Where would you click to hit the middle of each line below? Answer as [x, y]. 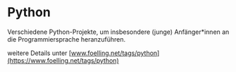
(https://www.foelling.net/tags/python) [63, 60]
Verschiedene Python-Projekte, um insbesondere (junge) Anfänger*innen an [118, 32]
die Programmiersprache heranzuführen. [67, 39]
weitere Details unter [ [39, 53]
